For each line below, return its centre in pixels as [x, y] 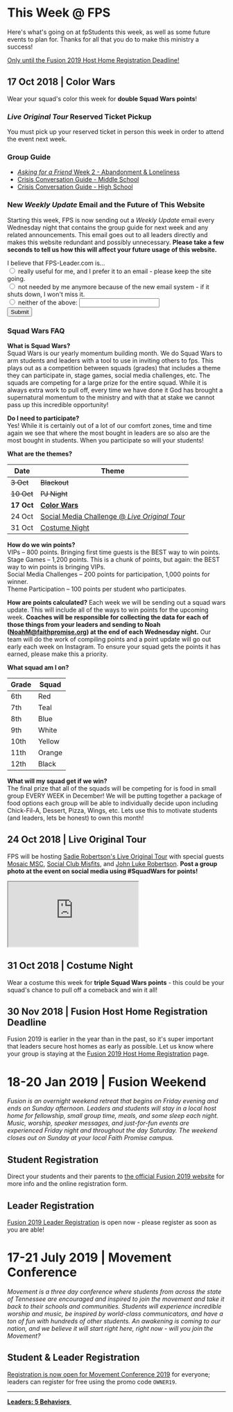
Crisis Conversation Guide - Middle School [78, 180]
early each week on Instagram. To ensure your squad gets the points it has [114, 646]
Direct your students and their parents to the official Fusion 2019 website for [116, 1176]
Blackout [55, 482]
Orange [50, 752]
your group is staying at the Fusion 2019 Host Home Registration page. [108, 1054]
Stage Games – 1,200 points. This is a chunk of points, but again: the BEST [114, 559]
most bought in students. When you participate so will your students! [105, 440]
